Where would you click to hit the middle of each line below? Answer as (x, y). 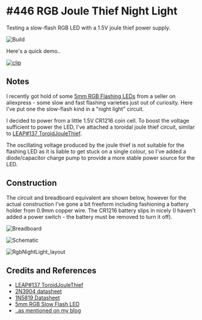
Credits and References (51, 270)
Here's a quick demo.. (34, 51)
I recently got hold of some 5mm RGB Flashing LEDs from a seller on (91, 96)
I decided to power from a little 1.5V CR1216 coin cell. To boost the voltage (98, 120)
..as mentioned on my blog (48, 310)
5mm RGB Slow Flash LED (47, 304)
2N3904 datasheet (38, 291)
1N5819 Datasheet (37, 298)
